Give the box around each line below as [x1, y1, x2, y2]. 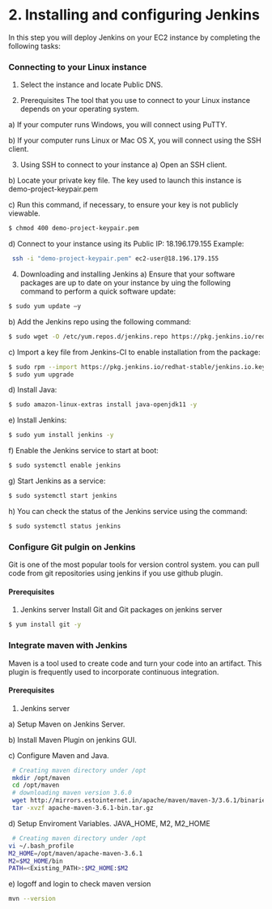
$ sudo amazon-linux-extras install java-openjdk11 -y [8, 401, 198, 409]
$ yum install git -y [8, 620, 82, 629]
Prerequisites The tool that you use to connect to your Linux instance [19, 96, 251, 105]
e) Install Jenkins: [8, 415, 67, 425]
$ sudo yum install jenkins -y [8, 431, 114, 439]
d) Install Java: [8, 385, 57, 395]
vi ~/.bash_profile [8, 842, 74, 850]
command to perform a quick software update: [19, 286, 176, 296]
